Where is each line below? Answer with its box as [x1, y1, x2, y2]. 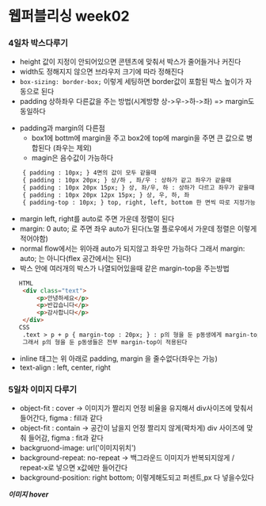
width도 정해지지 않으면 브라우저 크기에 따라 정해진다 [19, 67, 184, 76]
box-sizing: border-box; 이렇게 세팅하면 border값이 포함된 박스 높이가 [19, 77, 244, 86]
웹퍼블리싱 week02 [8, 7, 130, 25]
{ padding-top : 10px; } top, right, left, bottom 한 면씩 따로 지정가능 [22, 198, 256, 206]
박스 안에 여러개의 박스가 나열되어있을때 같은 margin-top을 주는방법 [19, 263, 230, 273]
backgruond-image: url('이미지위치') [19, 443, 136, 453]
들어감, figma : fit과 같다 [28, 433, 104, 443]
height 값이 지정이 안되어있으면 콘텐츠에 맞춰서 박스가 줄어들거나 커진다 [19, 57, 241, 67]
